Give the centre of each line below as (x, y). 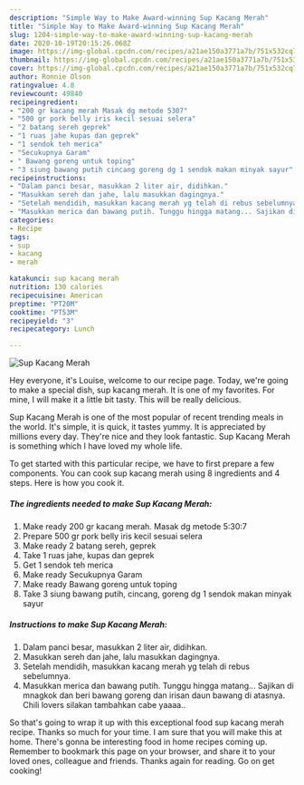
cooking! (26, 770)
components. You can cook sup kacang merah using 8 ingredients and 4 (145, 473)
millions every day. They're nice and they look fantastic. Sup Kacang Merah (150, 437)
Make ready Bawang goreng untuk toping (100, 585)
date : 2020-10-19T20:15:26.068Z (70, 43)
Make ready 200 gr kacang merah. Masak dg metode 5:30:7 (134, 527)
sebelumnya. (46, 676)
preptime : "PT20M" (44, 304)
